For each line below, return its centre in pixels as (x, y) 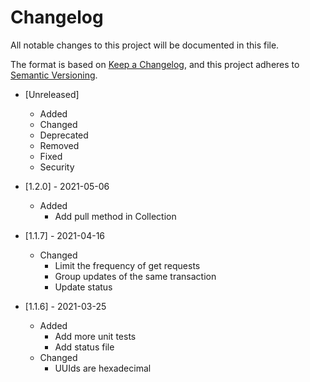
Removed (59, 145)
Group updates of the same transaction (135, 276)
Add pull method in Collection (115, 216)
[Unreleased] (52, 94)
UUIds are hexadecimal (103, 368)
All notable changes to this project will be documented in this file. (145, 45)
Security (57, 167)
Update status (83, 287)
